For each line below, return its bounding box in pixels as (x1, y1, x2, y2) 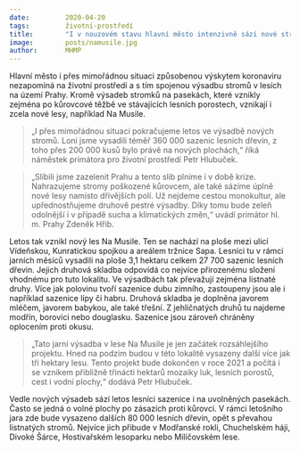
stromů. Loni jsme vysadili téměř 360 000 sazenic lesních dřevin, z (30, 135, 278, 146)
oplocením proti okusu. (9, 322, 94, 332)
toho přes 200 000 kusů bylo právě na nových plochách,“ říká (30, 144, 260, 156)
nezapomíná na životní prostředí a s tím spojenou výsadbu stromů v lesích (9, 80, 282, 91)
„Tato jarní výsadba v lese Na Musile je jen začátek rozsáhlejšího (30, 339, 269, 349)
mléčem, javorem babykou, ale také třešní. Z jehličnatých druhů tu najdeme (9, 302, 286, 313)
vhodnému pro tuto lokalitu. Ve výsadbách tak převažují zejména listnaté (9, 274, 277, 285)
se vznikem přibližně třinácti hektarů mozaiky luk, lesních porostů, (30, 367, 275, 378)
